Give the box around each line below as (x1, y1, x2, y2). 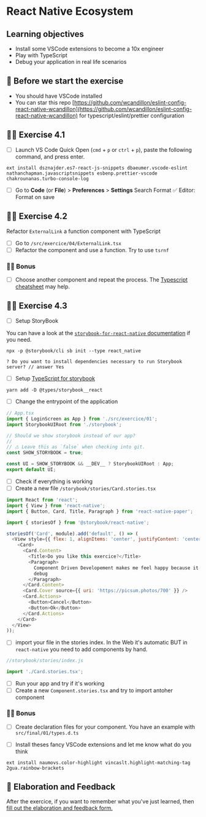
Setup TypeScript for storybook (15, 374, 96, 382)
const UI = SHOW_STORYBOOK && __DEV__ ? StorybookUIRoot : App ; (6, 461, 174, 467)
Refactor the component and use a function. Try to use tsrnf (15, 246, 169, 253)
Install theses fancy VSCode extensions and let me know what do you (15, 741, 192, 748)
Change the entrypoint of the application (15, 398, 118, 405)
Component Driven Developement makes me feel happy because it (33, 564, 199, 571)
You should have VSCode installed (15, 92, 102, 100)
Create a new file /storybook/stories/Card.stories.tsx (15, 484, 156, 492)
